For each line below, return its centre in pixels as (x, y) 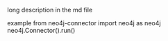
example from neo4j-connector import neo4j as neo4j (84, 23)
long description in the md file (50, 10)
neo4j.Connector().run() (41, 30)
